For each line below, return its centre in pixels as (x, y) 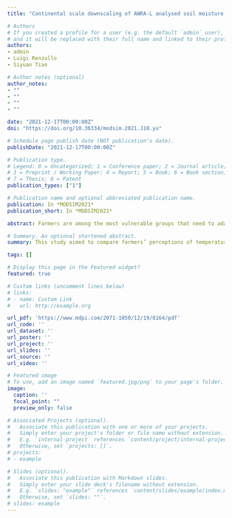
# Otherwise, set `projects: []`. (60, 446)
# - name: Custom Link (40, 299)
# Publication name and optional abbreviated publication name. (101, 198)
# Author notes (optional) (46, 77)
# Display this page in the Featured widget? (74, 267)
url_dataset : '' (30, 331)
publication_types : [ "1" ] (44, 186)
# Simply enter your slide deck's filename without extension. (103, 484)
